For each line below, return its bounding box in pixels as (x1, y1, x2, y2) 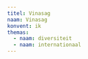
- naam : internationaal (13, 41, 81, 48)
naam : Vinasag (7, 16, 48, 23)
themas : (7, 28, 30, 36)
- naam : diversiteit (13, 35, 72, 42)
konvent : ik (7, 22, 41, 29)
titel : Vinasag (7, 9, 51, 17)
